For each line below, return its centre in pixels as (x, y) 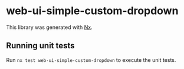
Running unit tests (40, 46)
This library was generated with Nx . (49, 27)
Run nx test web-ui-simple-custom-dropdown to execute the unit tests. (91, 60)
